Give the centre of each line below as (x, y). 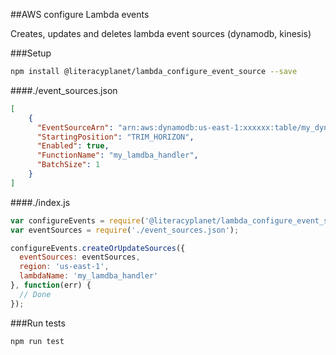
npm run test (37, 341)
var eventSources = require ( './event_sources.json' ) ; (125, 230)
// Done (35, 294)
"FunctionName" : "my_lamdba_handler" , (117, 155)
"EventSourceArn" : (75, 127)
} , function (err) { (51, 285)
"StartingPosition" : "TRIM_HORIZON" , (115, 137)
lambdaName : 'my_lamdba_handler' (89, 276)
